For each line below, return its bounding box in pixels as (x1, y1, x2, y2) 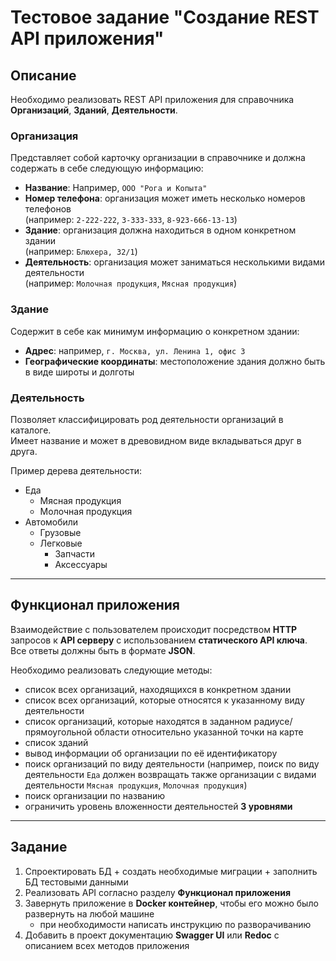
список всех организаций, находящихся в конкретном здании (24, 683, 292, 695)
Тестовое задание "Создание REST (10, 6, 320, 29)
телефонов (24, 203, 72, 215)
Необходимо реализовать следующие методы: (10, 664, 213, 676)
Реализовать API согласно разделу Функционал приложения (24, 886, 292, 898)
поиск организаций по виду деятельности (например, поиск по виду (24, 757, 320, 770)
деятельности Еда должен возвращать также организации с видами (24, 768, 317, 780)
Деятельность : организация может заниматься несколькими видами (24, 256, 325, 268)
